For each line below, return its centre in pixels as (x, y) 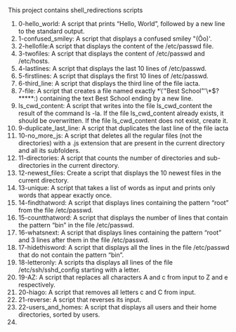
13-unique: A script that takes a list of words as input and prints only (117, 188)
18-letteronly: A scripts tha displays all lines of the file (95, 262)
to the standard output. (51, 31)
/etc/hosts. (34, 61)
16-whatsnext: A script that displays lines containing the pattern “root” (120, 232)
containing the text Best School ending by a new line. (116, 98)
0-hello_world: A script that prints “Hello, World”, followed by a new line (122, 24)
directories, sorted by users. (59, 314)
